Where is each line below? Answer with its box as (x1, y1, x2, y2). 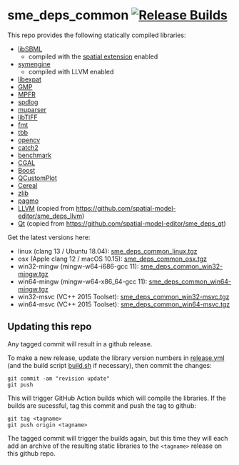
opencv (17, 136, 41, 144)
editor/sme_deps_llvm (17, 211, 83, 220)
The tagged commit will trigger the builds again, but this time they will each (7, 434, 228, 442)
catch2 (17, 143, 39, 151)
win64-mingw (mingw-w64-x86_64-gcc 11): (17, 277, 148, 286)
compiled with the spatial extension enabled (28, 52, 158, 61)
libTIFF (17, 113, 38, 121)
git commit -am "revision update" (7, 375, 111, 382)
